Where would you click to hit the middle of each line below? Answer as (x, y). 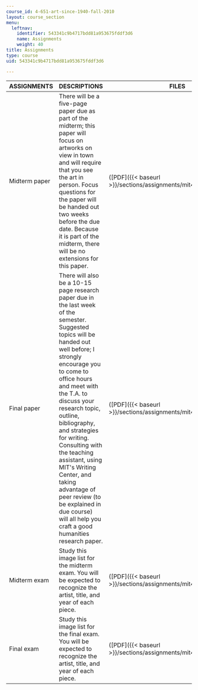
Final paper (25, 408)
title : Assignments (30, 50)
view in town (76, 155)
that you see (76, 170)
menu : (13, 22)
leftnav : (22, 28)
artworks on (75, 148)
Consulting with (80, 445)
